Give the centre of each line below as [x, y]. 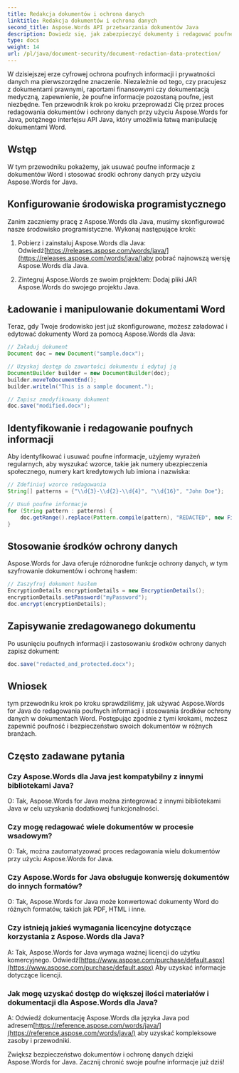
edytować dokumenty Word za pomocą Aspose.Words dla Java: [101, 334]
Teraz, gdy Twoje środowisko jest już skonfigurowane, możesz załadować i [117, 327]
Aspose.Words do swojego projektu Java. [79, 287]
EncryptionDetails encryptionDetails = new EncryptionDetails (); [106, 591]
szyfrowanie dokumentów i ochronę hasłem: [72, 571]
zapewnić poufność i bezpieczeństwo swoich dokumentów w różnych [110, 726]
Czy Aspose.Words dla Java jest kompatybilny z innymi [106, 776]
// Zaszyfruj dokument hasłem [52, 584]
